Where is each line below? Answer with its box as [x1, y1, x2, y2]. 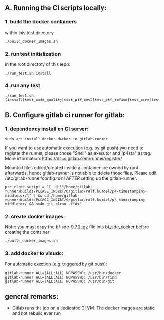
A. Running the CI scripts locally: [5, 4, 107, 12]
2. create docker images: [5, 213, 65, 220]
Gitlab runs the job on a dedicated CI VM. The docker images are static [12, 305, 155, 311]
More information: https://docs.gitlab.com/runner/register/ [5, 155, 122, 161]
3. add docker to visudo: [5, 250, 64, 257]
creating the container [5, 229, 50, 235]
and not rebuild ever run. [12, 310, 62, 316]
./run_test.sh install [5, 71, 51, 76]
